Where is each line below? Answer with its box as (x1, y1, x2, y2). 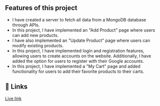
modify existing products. (12, 42, 64, 48)
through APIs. (12, 22, 40, 28)
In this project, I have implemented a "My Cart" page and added (12, 63, 140, 69)
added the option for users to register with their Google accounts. (12, 58, 144, 64)
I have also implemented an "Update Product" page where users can (12, 37, 150, 43)
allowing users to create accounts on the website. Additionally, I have (12, 53, 151, 59)
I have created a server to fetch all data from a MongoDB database (12, 17, 146, 22)
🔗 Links (5, 83, 28, 91)
